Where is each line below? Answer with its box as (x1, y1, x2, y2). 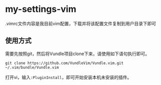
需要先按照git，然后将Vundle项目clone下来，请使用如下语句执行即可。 (5, 51, 150, 57)
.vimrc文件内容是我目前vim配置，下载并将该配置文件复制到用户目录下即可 (5, 20, 157, 26)
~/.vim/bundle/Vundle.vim (5, 65, 59, 70)
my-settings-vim (5, 3, 76, 15)
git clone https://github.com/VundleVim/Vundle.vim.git (5, 61, 124, 66)
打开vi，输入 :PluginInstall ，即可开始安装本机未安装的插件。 (5, 74, 132, 80)
